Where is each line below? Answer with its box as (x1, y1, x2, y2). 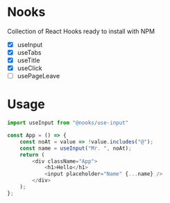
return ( (19, 151, 45, 158)
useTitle (17, 56, 40, 64)
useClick (17, 64, 43, 73)
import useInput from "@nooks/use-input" (7, 119, 129, 127)
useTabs (17, 48, 42, 56)
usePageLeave (17, 72, 60, 80)
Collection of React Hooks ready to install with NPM (7, 27, 155, 35)
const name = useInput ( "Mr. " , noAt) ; (19, 145, 132, 152)
